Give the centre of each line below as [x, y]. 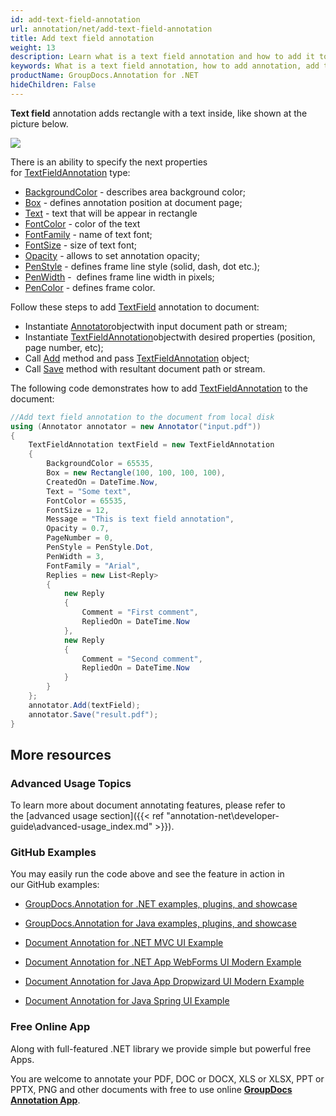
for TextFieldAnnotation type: [70, 172]
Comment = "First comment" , [140, 612]
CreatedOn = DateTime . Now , [102, 482]
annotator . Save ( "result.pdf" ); [93, 714]
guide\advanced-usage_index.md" [81, 827]
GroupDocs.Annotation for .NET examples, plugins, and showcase [161, 904]
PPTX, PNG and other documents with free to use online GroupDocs [151, 1089]
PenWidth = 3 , [75, 556]
